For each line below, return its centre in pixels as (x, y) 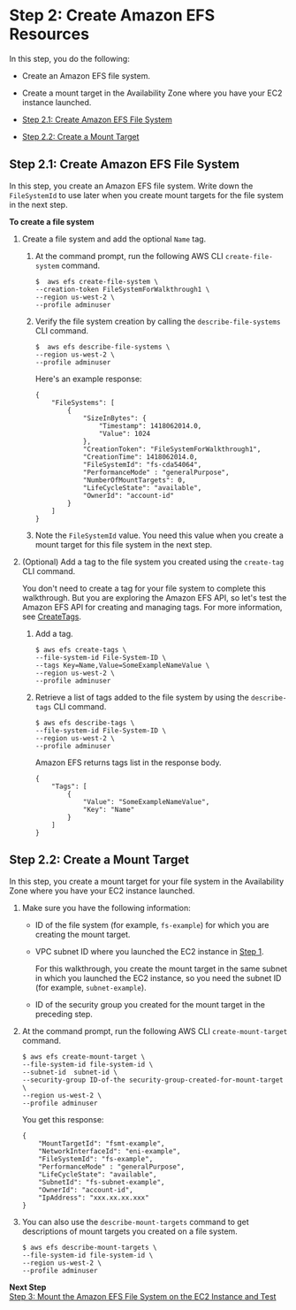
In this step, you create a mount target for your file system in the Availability (147, 881)
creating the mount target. (83, 934)
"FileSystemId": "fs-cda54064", (142, 464)
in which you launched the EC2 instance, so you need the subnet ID (158, 977)
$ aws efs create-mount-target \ (83, 1057)
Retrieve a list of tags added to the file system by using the (142, 697)
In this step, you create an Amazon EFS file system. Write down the (131, 186)
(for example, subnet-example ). (91, 987)
